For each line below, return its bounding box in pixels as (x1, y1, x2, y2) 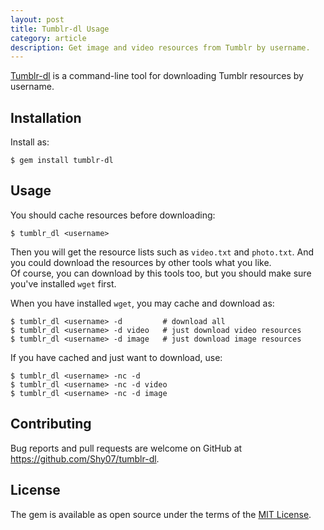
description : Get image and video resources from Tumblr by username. (10, 42, 311, 53)
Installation (10, 109, 82, 126)
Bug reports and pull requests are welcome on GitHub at (10, 442, 243, 454)
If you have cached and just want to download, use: (10, 351, 223, 363)
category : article (10, 33, 87, 43)
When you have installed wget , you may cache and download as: (10, 297, 275, 309)
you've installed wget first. (10, 277, 117, 290)
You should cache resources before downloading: (10, 209, 216, 221)
